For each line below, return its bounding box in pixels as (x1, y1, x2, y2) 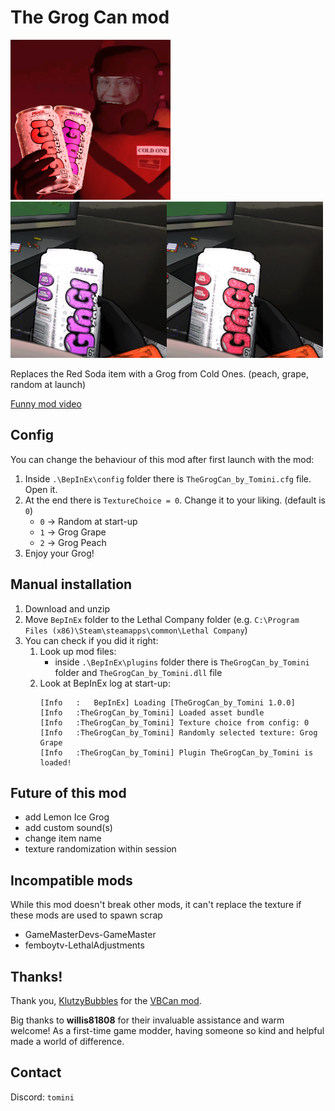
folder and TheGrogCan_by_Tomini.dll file (54, 666, 223, 678)
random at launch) (10, 378, 87, 390)
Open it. (24, 483, 58, 495)
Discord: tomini (10, 1091, 75, 1103)
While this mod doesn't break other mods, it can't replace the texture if (10, 899, 302, 911)
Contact (10, 1064, 62, 1081)
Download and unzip (24, 602, 110, 615)
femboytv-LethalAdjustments (24, 939, 145, 951)
